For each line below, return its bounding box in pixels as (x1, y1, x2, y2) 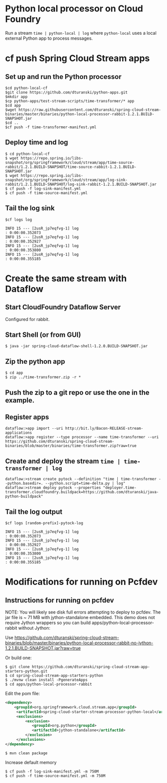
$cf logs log (5, 217, 32, 222)
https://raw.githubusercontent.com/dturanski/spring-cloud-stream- (18, 107, 162, 112)
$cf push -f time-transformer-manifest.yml (5, 125, 97, 130)
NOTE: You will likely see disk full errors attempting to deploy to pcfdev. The (5, 609, 161, 615)
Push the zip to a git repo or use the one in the (5, 388, 150, 396)
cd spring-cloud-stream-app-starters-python (9, 673, 103, 678)
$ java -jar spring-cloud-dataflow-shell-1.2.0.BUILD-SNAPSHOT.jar (5, 344, 148, 349)
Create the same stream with (5, 273, 127, 284)
